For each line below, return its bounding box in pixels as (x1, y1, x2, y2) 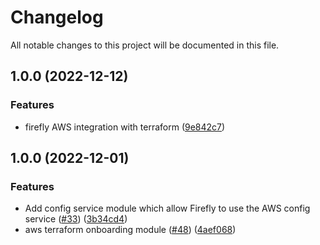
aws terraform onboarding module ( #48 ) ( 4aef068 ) (24, 224, 237, 236)
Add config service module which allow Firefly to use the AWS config (24, 202, 311, 215)
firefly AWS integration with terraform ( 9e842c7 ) (24, 121, 226, 133)
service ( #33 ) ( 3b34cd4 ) (24, 213, 128, 225)
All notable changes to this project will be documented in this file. (10, 39, 280, 51)
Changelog (10, 6, 104, 29)
